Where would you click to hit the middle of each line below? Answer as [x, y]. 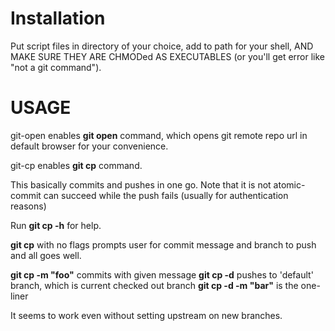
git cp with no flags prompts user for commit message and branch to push [163, 244]
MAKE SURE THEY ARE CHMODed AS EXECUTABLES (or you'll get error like [168, 56]
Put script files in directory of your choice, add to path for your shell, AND [162, 46]
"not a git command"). [56, 67]
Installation [58, 18]
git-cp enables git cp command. [76, 165]
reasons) [28, 206]
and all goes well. [46, 255]
